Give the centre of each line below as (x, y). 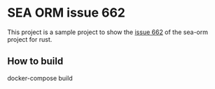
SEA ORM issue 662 (67, 13)
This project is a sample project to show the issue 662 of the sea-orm (108, 32)
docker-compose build (40, 78)
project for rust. (30, 39)
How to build (35, 62)
